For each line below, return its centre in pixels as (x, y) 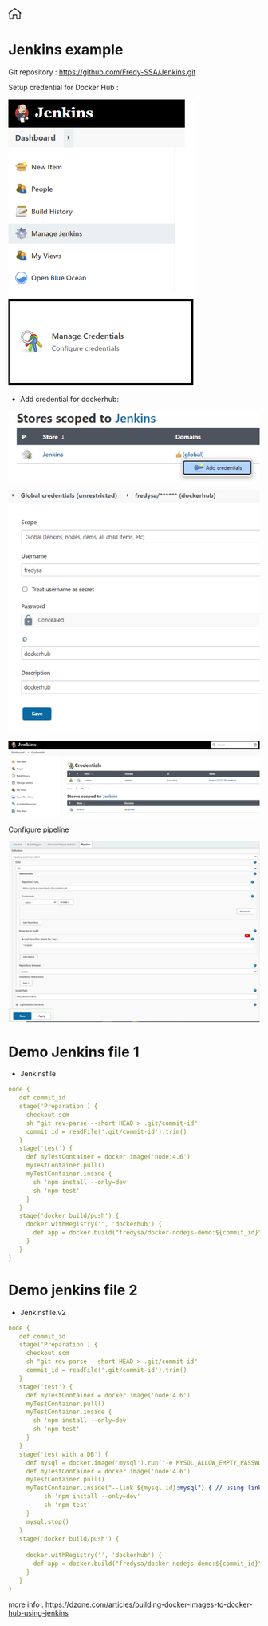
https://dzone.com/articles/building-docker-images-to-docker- (149, 1604)
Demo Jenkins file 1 (74, 1052)
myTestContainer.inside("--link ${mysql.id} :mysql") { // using (135, 1488)
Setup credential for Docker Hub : (63, 87)
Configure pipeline (39, 829)
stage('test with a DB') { (64, 1454)
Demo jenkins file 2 (73, 1290)
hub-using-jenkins (39, 1612)
